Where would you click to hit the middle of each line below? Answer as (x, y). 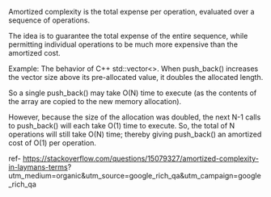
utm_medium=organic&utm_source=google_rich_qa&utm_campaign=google (135, 176)
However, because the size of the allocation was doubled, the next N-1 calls (135, 117)
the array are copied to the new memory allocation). (95, 101)
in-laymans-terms (38, 167)
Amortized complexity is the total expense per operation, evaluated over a (131, 12)
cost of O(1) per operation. (53, 143)
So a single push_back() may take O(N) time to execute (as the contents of (133, 93)
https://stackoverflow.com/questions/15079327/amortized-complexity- (141, 158)
